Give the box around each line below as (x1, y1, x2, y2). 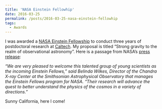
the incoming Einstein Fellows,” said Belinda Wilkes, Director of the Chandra (5, 68, 157, 74)
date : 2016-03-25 (5, 12, 40, 16)
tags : (5, 20, 16, 26)
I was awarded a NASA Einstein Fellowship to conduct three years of (5, 38, 142, 44)
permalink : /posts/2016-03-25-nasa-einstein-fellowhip (5, 16, 118, 21)
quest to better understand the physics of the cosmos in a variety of (5, 84, 141, 90)
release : (5, 54, 21, 60)
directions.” (5, 89, 28, 95)
